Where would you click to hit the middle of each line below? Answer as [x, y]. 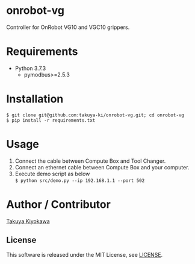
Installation [35, 99]
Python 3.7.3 [30, 68]
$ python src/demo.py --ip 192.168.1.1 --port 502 [80, 181]
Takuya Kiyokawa [28, 221]
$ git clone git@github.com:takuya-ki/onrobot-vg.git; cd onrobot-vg [95, 115]
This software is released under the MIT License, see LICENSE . [85, 254]
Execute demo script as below [52, 174]
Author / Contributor [59, 204]
